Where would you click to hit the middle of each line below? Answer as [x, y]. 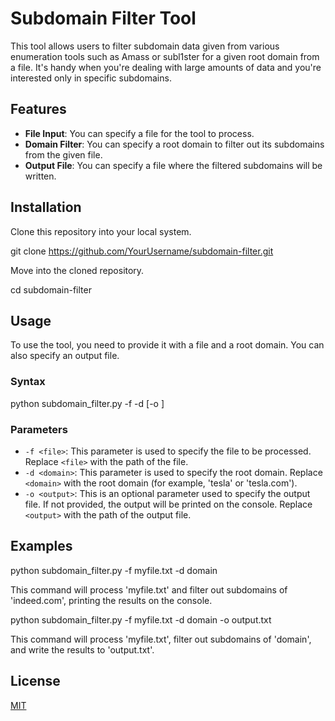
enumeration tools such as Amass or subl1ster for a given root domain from [165, 56]
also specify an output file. [65, 356]
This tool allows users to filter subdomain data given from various [145, 46]
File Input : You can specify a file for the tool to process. [139, 133]
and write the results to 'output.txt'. [82, 649]
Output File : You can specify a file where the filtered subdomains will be [173, 165]
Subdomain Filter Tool [103, 18]
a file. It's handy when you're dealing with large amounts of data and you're [166, 67]
